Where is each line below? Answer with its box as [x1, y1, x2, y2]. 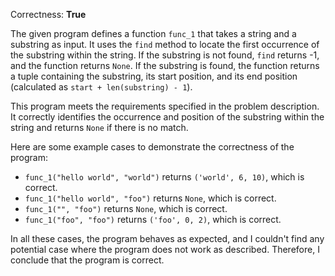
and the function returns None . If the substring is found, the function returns [10, 60, 320, 71]
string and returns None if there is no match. [10, 122, 189, 133]
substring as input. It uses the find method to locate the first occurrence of [10, 39, 320, 50]
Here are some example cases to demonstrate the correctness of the [10, 141, 295, 153]
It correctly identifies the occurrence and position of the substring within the [10, 111, 325, 123]
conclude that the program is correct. [10, 254, 165, 266]
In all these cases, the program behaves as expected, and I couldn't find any [10, 233, 325, 244]
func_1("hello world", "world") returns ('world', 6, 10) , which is [24, 171, 305, 183]
